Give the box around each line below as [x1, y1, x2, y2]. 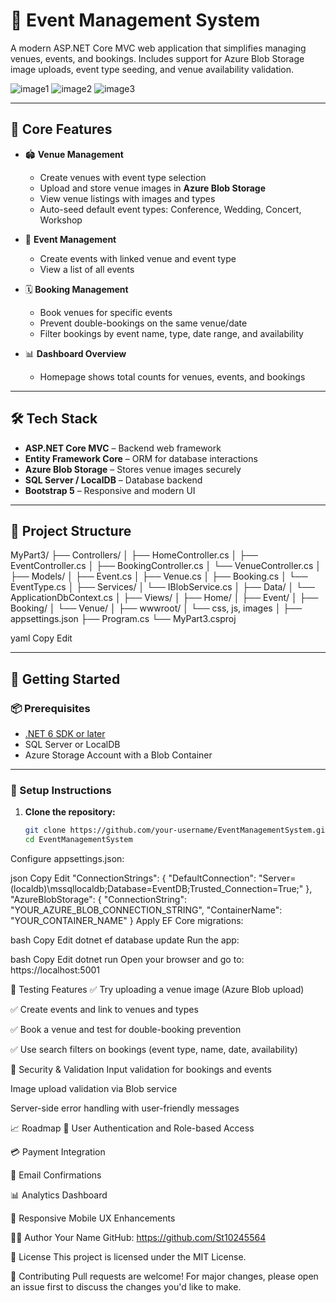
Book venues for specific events [39, 306, 173, 318]
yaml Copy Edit [10, 632, 73, 644]
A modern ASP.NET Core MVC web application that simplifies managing [10, 42, 307, 54]
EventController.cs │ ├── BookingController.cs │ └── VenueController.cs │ [10, 560, 322, 572]
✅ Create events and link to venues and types [10, 1004, 199, 1016]
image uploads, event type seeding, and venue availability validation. [10, 63, 295, 75]
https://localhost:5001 [10, 964, 101, 976]
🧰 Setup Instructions [10, 783, 112, 797]
